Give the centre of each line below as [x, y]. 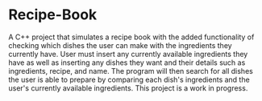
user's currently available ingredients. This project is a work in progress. [128, 88]
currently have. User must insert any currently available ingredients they [128, 54]
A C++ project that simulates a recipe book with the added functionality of [131, 37]
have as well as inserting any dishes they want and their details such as [127, 63]
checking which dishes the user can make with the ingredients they [120, 45]
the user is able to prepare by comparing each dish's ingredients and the [129, 79]
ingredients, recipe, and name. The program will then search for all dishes [131, 71]
